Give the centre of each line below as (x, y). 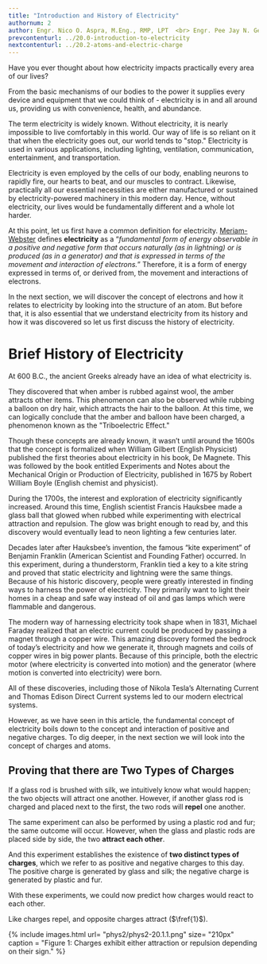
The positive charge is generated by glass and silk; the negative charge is (129, 871)
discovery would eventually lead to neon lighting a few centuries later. (122, 532)
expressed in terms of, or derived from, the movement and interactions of (128, 273)
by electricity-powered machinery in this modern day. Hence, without (122, 199)
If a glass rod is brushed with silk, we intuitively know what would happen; (130, 790)
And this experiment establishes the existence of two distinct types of (124, 854)
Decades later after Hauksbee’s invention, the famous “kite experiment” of (130, 548)
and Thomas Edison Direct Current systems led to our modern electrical (126, 697)
